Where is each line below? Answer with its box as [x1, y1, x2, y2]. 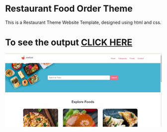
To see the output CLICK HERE [5, 37, 133, 48]
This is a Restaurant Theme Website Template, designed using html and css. [5, 19, 162, 25]
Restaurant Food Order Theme [5, 3, 133, 14]
